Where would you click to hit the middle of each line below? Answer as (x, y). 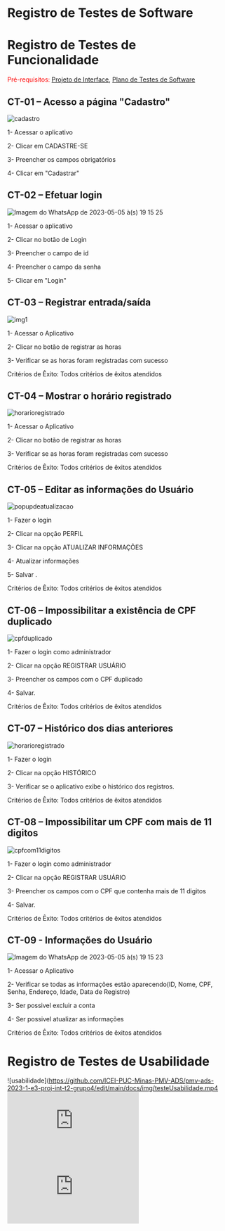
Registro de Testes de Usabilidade (109, 1061)
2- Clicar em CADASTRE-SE (48, 146)
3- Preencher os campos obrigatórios (62, 159)
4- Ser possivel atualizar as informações (66, 1019)
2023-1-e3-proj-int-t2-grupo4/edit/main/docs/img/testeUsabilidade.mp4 (113, 1088)
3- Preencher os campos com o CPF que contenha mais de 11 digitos (107, 891)
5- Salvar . (22, 575)
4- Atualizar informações (43, 561)
